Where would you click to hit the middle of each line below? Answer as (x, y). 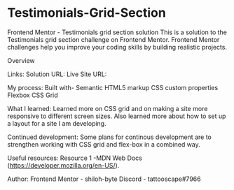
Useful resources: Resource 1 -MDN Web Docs (75, 158)
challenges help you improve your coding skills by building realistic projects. (117, 47)
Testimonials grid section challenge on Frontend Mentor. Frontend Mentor (113, 39)
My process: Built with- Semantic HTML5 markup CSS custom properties (113, 87)
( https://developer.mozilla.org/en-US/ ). (63, 165)
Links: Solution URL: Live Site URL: (57, 74)
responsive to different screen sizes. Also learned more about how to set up (117, 116)
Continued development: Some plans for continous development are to (109, 137)
